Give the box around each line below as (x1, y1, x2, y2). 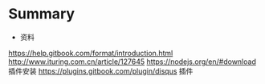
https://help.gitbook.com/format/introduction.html (8, 48, 173, 58)
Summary (8, 5, 75, 23)
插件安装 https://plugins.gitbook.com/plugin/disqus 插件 (8, 66, 194, 76)
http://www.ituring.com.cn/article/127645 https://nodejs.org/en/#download (8, 57, 257, 66)
